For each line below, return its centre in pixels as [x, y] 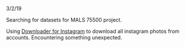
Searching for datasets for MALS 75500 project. [64, 20]
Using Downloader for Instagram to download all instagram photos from [93, 31]
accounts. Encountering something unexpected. [64, 37]
